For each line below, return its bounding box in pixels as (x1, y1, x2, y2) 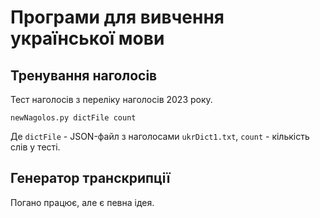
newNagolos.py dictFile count (10, 113, 137, 123)
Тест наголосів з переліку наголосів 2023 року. (10, 94, 213, 105)
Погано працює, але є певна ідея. (10, 196, 155, 208)
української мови (10, 27, 165, 50)
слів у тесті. (10, 141, 61, 153)
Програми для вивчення (10, 6, 225, 29)
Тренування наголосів (10, 67, 158, 84)
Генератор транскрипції (10, 170, 171, 187)
